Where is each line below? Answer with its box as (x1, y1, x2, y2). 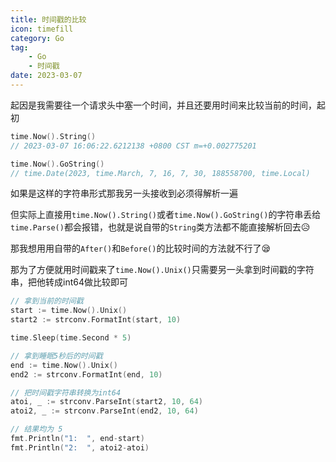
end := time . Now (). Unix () (10, 360, 118, 370)
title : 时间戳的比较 (10, 14, 87, 25)
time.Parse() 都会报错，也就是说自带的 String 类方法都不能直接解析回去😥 (10, 221, 311, 233)
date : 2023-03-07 (10, 71, 83, 81)
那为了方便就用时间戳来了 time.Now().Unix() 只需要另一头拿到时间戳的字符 (10, 264, 315, 276)
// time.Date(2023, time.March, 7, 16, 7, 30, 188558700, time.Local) (10, 168, 311, 178)
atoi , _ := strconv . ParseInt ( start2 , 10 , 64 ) (10, 397, 203, 407)
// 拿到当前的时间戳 (10, 296, 84, 306)
